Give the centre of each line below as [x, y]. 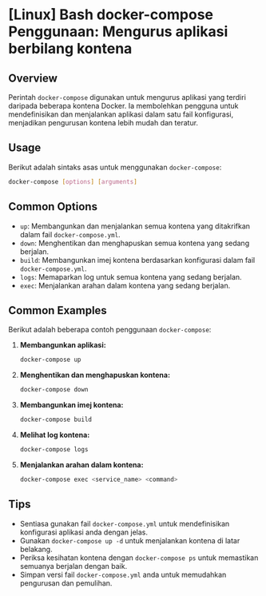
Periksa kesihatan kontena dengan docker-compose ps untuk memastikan [139, 558]
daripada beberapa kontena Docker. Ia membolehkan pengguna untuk [123, 106]
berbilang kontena [70, 49]
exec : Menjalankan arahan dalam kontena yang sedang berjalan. [125, 285]
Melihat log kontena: [55, 435]
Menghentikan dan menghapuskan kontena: [95, 375]
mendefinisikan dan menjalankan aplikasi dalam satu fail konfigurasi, [121, 114]
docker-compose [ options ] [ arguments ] [73, 181]
